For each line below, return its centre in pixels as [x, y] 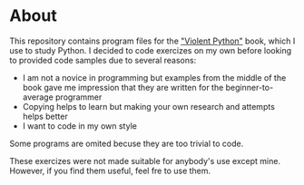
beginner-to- [250, 87]
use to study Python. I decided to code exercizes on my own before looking [151, 50]
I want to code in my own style [80, 126]
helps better [45, 116]
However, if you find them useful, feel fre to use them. [110, 170]
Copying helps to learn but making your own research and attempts [148, 106]
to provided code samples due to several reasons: [103, 60]
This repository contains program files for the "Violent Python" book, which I [152, 41]
